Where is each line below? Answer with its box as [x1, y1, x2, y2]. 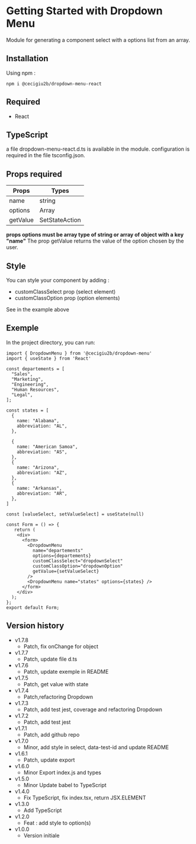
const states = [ [6, 407, 49, 413]
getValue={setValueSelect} [32, 568, 99, 574]
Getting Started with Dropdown [6, 4, 163, 18]
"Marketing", [11, 376, 44, 382]
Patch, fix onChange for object [23, 642, 99, 650]
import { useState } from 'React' [6, 355, 92, 361]
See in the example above [6, 306, 69, 313]
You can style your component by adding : [6, 277, 110, 284]
